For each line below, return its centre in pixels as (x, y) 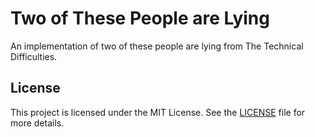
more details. (37, 123)
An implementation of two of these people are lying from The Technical (157, 46)
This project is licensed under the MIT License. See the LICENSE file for (158, 112)
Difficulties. (34, 56)
